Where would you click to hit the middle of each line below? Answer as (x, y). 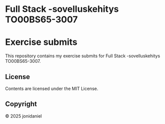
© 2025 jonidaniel (24, 116)
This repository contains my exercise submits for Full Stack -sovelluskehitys (82, 56)
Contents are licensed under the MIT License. (52, 88)
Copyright (21, 104)
